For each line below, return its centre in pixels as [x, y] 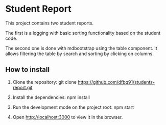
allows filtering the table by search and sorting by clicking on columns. [80, 54]
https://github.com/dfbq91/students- [116, 82]
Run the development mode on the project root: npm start [73, 107]
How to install [28, 70]
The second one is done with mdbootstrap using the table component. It [81, 48]
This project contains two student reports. [49, 23]
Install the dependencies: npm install [51, 97]
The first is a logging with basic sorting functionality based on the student [83, 33]
